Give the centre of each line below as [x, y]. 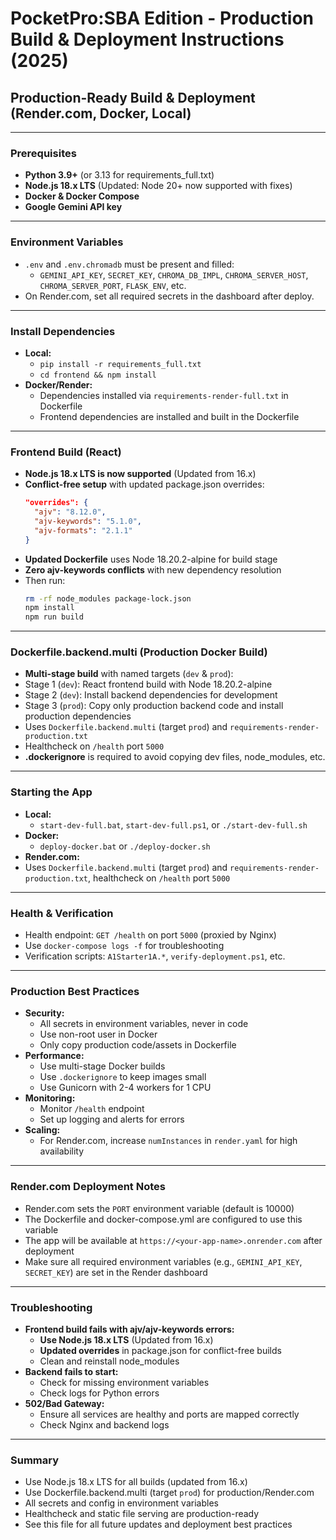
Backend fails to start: [71, 1371]
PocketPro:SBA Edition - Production [162, 18]
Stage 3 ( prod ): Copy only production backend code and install [154, 706]
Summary [35, 1460]
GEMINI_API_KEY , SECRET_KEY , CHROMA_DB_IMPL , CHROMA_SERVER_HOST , [174, 274]
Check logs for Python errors [99, 1393]
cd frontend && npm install [98, 375]
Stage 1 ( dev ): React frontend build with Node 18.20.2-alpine [148, 684]
